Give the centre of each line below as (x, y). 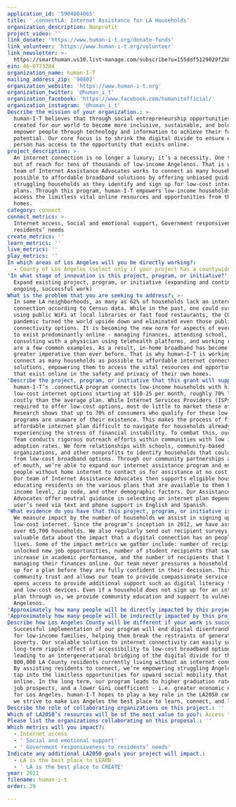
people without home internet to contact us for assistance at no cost (121, 473)
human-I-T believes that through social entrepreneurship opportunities (122, 118)
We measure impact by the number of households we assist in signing (117, 518)
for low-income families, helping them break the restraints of (110, 636)
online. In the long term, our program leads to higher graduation (114, 682)
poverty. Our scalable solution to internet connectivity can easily (117, 642)
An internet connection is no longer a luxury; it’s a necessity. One (119, 158)
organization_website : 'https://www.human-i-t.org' (84, 86)
